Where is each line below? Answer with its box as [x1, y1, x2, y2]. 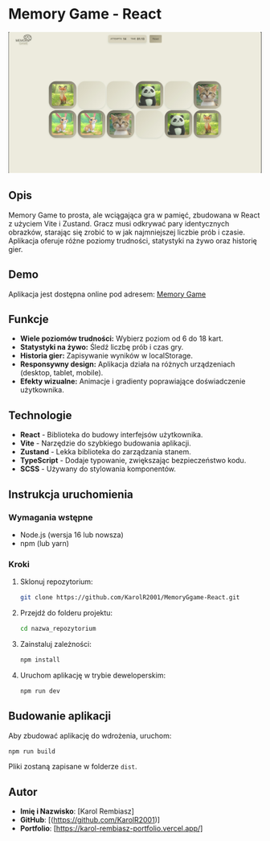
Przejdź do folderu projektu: [19, 608, 113, 618]
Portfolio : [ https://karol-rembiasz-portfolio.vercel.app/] [19, 823, 203, 834]
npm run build [8, 747, 56, 756]
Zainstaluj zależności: [19, 639, 92, 648]
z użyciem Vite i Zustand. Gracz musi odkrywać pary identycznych [8, 218, 230, 228]
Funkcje [8, 313, 50, 326]
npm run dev [19, 686, 60, 695]
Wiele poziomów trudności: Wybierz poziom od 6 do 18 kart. [19, 333, 223, 343]
